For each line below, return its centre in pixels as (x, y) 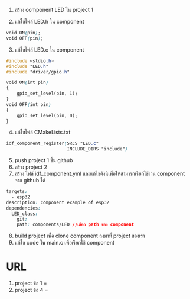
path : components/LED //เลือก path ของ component (76, 225)
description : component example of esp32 (58, 202)
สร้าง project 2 (31, 167)
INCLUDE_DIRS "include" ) (97, 149)
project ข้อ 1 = (31, 283)
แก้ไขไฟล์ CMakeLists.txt (42, 132)
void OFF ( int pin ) (29, 104)
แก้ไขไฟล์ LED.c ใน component (49, 49)
